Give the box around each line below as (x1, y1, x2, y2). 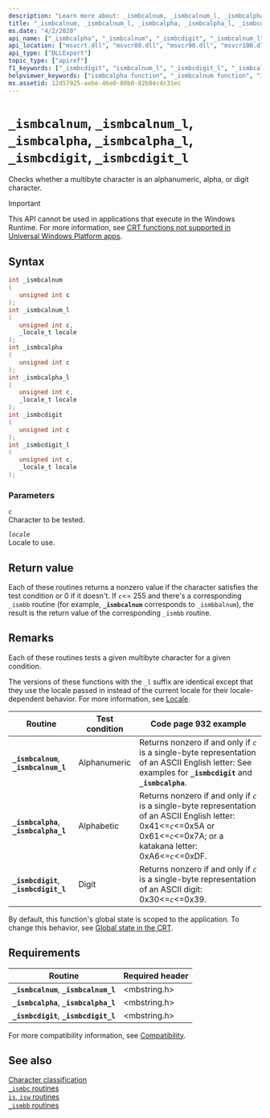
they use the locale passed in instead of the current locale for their (8, 685, 229, 695)
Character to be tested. (8, 515, 85, 525)
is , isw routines (8, 1092, 60, 1102)
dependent (8, 694, 45, 703)
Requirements (8, 947, 80, 960)
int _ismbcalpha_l (8, 373, 70, 382)
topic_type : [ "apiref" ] (8, 57, 88, 65)
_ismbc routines (8, 1083, 59, 1093)
